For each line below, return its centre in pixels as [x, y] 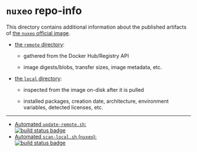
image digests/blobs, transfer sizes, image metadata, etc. [93, 67]
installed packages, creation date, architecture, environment [96, 101]
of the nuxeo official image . [38, 33]
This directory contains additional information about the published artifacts [96, 27]
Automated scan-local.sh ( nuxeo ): [55, 136]
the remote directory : [40, 44]
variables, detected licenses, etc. [63, 107]
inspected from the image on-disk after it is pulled [84, 89]
